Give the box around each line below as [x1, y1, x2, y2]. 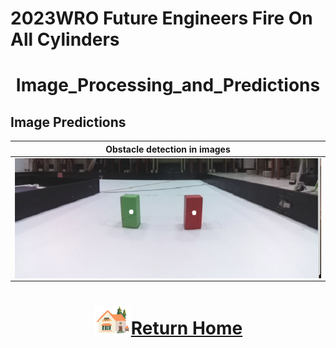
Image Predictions [10, 113, 127, 131]
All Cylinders [10, 28, 120, 51]
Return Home [130, 317, 243, 339]
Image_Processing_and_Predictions [15, 74, 321, 97]
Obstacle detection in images [105, 143, 231, 155]
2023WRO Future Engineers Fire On [10, 7, 313, 30]
